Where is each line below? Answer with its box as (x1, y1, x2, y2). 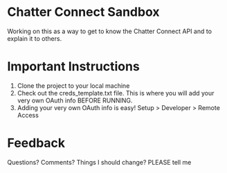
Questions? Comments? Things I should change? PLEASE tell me (7, 158, 192, 166)
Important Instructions (7, 59, 140, 75)
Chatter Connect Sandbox (7, 4, 161, 20)
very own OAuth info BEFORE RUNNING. (17, 96, 133, 104)
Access (17, 111, 39, 119)
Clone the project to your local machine (17, 81, 130, 90)
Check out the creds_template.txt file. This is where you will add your (17, 89, 215, 97)
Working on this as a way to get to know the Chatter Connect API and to (7, 27, 212, 35)
